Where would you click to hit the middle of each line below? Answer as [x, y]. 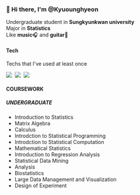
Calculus [25, 130]
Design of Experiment [41, 186]
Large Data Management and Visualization [65, 179]
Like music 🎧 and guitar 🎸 [37, 35]
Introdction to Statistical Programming [60, 136]
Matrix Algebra [32, 124]
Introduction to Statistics [44, 117]
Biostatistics [29, 173]
